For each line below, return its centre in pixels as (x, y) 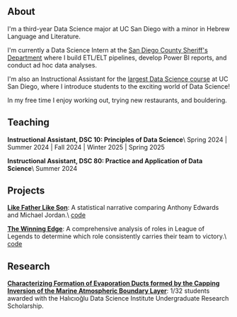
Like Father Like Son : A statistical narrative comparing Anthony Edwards (113, 208)
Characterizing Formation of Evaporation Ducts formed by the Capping (114, 284)
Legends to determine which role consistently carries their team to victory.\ (117, 236)
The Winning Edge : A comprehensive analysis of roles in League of (106, 229)
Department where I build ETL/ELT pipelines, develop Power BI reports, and (117, 57)
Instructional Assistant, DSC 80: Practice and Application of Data (105, 161)
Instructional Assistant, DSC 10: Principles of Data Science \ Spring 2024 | (117, 139)
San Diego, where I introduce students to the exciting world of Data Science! (119, 86)
